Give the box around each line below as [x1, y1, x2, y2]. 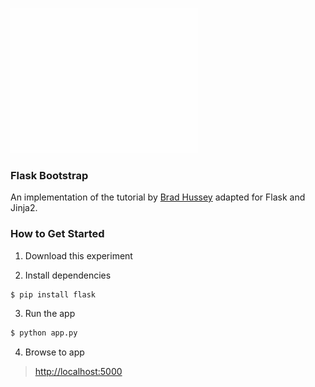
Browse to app [24, 346, 85, 358]
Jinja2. [10, 202, 38, 214]
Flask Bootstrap [10, 168, 89, 182]
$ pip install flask [10, 289, 97, 300]
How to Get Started [10, 227, 105, 241]
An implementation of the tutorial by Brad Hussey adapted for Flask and [10, 191, 306, 203]
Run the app [24, 308, 76, 320]
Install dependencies [24, 269, 112, 281]
